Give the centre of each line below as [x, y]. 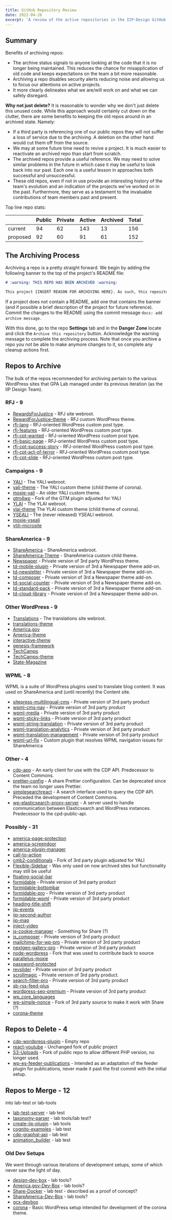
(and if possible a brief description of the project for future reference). [79, 307]
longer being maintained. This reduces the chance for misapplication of [88, 68]
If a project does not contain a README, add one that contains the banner [83, 302]
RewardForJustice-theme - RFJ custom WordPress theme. [74, 419]
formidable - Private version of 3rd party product [64, 882]
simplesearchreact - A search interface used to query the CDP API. [83, 792]
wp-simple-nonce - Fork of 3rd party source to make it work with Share [88, 1002]
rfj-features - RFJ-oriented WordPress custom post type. [73, 430]
